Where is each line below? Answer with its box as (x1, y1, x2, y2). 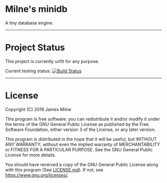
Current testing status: (5, 68, 51, 74)
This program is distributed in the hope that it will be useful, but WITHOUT (5, 136, 157, 142)
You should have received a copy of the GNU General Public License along (5, 161, 158, 167)
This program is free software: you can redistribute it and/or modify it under (5, 116, 160, 122)
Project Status (5, 42, 66, 53)
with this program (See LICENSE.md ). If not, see (5, 167, 103, 173)
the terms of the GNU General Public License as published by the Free (5, 121, 149, 127)
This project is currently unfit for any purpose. (5, 58, 99, 64)
